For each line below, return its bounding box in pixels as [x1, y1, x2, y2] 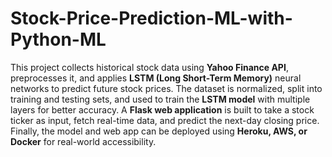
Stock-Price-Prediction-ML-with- [10, 7, 293, 30]
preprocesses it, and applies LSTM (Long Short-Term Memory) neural [10, 72, 302, 84]
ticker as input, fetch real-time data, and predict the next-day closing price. [10, 114, 320, 126]
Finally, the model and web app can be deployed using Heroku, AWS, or [10, 125, 308, 137]
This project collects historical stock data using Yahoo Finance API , [10, 61, 289, 73]
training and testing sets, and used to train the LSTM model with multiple [10, 93, 311, 105]
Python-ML [10, 28, 107, 51]
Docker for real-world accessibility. [10, 135, 157, 147]
